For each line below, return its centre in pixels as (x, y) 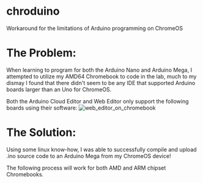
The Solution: (41, 133)
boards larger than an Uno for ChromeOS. (59, 89)
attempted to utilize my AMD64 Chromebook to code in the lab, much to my (102, 76)
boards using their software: (42, 108)
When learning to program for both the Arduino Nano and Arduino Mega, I (99, 70)
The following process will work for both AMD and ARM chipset (86, 168)
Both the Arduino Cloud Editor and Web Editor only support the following (98, 101)
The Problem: (41, 53)
